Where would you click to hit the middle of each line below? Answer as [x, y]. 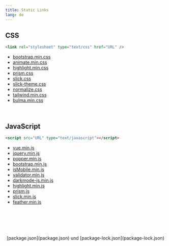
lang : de [15, 15]
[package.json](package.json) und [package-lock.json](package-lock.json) [86, 238]
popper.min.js [27, 158]
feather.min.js [27, 202]
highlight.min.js [29, 186]
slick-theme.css [29, 84]
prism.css [23, 73]
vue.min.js [23, 147]
